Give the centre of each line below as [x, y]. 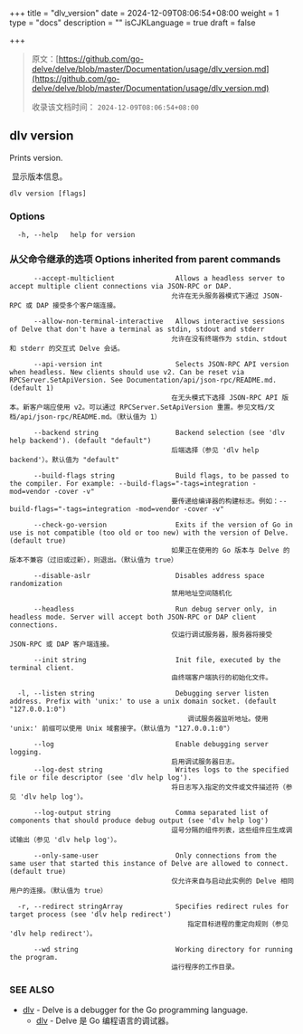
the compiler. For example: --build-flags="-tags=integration [129, 484]
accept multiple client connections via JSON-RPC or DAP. [121, 287]
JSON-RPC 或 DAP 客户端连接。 [62, 645]
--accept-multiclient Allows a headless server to [159, 279]
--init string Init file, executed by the [157, 660]
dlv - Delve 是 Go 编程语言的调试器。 [104, 1020]
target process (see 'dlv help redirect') [90, 915]
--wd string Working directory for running [163, 950]
